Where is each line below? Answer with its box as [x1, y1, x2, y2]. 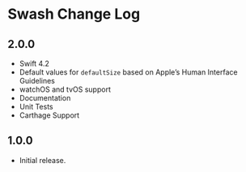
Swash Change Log [7, 5, 141, 24]
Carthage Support [19, 110, 80, 120]
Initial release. [19, 155, 66, 165]
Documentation [19, 93, 71, 102]
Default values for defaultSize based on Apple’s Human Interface [19, 67, 238, 77]
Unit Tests [19, 102, 53, 111]
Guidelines [19, 76, 56, 85]
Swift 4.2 [19, 58, 49, 68]
